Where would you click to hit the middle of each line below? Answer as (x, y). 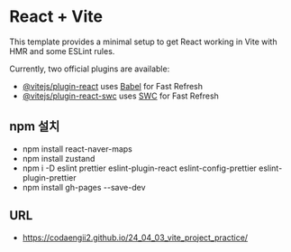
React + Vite (56, 17)
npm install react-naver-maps (77, 149)
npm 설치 (35, 127)
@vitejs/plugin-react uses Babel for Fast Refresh (113, 86)
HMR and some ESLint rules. (62, 51)
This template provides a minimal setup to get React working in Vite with (143, 42)
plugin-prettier (49, 177)
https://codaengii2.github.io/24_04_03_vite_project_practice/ (135, 238)
